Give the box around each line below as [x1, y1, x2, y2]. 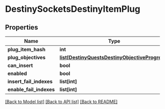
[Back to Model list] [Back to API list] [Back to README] [5, 99, 118, 105]
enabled [7, 70, 27, 77]
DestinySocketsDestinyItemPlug [5, 3, 140, 15]
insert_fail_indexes [7, 78, 53, 85]
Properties [5, 23, 38, 32]
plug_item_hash [7, 46, 46, 53]
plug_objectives [7, 54, 46, 61]
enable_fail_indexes [7, 86, 55, 93]
